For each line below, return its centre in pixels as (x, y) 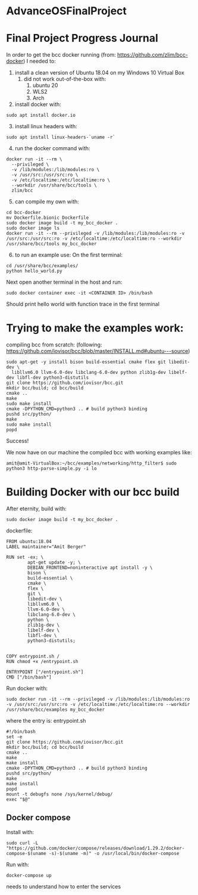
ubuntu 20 (45, 85)
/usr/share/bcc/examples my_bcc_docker (56, 710)
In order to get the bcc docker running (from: (61, 55)
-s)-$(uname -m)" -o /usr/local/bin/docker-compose (114, 853)
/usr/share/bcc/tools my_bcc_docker (51, 244)
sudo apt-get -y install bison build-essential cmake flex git (86, 362)
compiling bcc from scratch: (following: (54, 345)
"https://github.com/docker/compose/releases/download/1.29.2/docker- (95, 848)
